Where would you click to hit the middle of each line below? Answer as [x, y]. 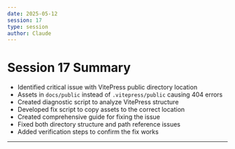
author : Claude [29, 33]
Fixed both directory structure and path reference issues [99, 125]
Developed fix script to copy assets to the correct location [101, 110]
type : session [28, 27]
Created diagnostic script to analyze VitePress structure [98, 102]
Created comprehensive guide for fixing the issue [89, 117]
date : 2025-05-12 [33, 14]
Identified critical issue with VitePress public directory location [107, 87]
